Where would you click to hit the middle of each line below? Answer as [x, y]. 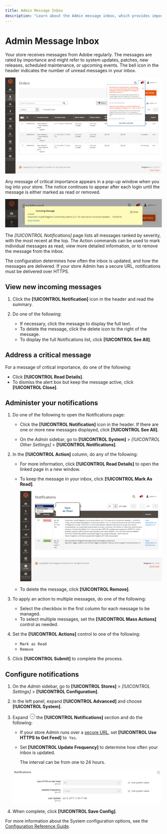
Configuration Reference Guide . [38, 827]
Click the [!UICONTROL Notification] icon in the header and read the [83, 299]
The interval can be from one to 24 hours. [62, 762]
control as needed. [39, 625]
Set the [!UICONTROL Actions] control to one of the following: [76, 634]
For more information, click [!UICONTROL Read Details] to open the [89, 464]
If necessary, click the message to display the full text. [76, 323]
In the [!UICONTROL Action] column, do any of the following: [75, 454]
